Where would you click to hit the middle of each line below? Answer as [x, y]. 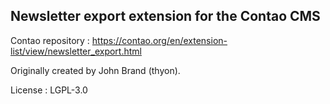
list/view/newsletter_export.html [76, 51]
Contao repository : [50, 40]
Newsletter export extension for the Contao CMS [165, 16]
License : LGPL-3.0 [49, 90]
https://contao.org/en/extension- [159, 40]
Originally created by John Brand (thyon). [95, 70]
